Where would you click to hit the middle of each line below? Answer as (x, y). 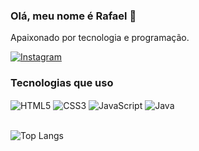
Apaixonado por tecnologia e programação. (100, 38)
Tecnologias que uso (62, 83)
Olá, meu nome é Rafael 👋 (73, 16)
